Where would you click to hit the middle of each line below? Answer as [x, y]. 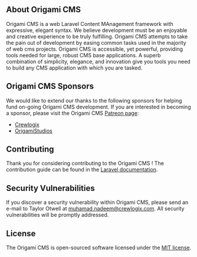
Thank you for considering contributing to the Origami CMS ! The [85, 163]
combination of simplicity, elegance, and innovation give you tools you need [98, 61]
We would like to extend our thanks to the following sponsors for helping [94, 100]
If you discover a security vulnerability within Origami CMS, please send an [97, 202]
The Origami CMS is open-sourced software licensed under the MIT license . [99, 248]
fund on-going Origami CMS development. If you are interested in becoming [98, 107]
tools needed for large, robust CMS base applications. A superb [83, 55]
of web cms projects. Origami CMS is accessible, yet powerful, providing [95, 49]
